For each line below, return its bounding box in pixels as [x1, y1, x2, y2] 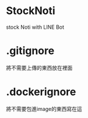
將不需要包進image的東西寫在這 [6, 105, 83, 112]
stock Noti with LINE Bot [6, 23, 65, 31]
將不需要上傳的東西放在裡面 [6, 64, 73, 71]
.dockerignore [6, 85, 76, 99]
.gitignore [6, 44, 55, 58]
